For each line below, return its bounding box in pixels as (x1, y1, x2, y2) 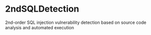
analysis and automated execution (5, 24, 75, 30)
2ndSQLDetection (5, 3, 79, 15)
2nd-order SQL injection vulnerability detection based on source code (5, 19, 147, 25)
